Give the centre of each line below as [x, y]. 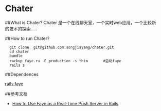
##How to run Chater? [27, 38]
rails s [17, 65]
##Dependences [22, 74]
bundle [16, 56]
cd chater [19, 52]
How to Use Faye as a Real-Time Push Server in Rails [65, 103]
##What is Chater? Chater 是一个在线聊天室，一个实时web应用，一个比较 [79, 22]
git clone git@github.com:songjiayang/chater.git [62, 47]
